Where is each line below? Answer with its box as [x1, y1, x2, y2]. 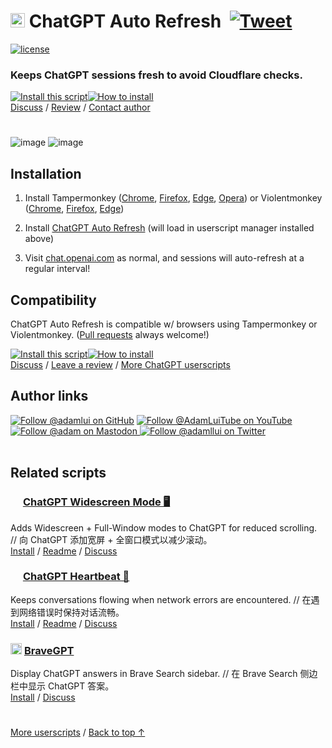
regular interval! [24, 263, 91, 275]
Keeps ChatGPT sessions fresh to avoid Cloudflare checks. [10, 68, 303, 82]
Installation [10, 165, 82, 182]
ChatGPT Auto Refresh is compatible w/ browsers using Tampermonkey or [10, 318, 318, 330]
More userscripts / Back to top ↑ [10, 726, 146, 739]
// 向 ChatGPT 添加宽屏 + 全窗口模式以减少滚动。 [10, 533, 213, 545]
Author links [10, 388, 89, 405]
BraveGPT [23, 643, 75, 657]
